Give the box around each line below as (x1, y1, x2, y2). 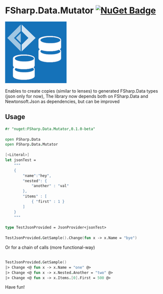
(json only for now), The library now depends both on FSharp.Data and (5, 93, 148, 99)
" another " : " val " (31, 184, 69, 189)
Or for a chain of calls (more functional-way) (5, 244, 95, 250)
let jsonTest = (5, 158, 36, 163)
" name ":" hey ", (23, 173, 52, 178)
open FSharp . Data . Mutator (5, 142, 58, 147)
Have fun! (5, 284, 25, 290)
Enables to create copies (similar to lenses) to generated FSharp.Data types (5, 88, 158, 94)
